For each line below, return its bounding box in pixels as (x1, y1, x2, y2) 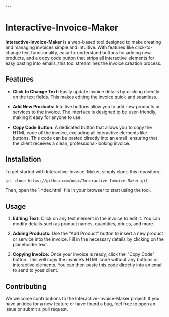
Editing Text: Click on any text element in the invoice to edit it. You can (12, 215, 160, 222)
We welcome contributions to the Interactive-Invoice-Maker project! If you (5, 296, 160, 302)
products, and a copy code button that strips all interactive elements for (5, 55, 155, 61)
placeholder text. (12, 242, 48, 248)
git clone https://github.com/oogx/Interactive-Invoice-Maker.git (5, 178, 148, 183)
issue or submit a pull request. (5, 306, 68, 312)
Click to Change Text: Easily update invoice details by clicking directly (12, 88, 160, 94)
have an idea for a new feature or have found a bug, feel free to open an (5, 301, 156, 307)
